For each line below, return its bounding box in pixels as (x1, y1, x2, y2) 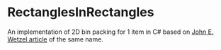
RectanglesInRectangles (7, 4, 154, 20)
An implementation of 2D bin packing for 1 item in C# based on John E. (7, 27, 214, 36)
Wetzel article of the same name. (7, 35, 104, 43)
